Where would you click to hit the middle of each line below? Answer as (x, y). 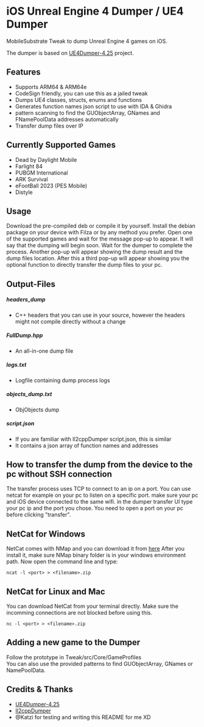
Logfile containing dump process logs (63, 380)
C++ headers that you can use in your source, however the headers (100, 315)
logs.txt (16, 365)
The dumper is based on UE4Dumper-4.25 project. (70, 52)
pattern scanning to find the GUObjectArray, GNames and (87, 113)
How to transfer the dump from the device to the (100, 465)
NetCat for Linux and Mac (56, 591)
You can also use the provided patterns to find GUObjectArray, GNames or (100, 664)
